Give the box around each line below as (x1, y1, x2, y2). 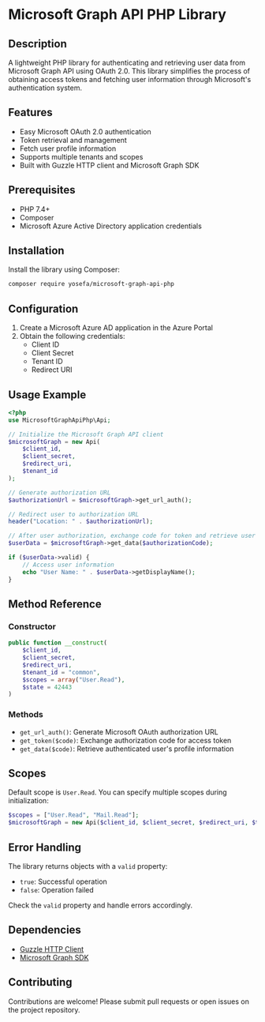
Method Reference (8, 597, 102, 611)
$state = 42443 (22, 683, 73, 691)
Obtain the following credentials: (19, 332, 125, 341)
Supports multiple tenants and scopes (19, 152, 144, 161)
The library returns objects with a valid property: (8, 861, 168, 870)
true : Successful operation (19, 877, 108, 886)
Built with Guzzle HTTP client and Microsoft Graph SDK (19, 160, 200, 170)
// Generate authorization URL (8, 488, 111, 497)
